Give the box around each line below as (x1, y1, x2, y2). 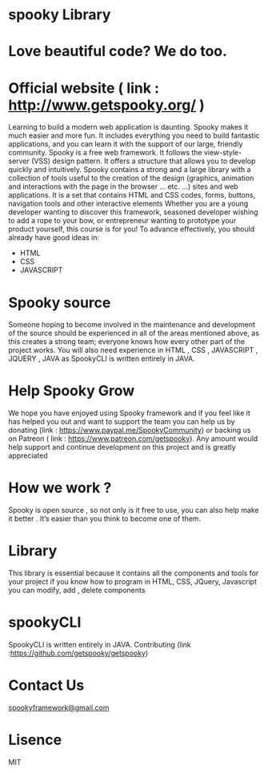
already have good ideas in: (8, 233, 100, 242)
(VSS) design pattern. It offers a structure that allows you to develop (31, 156, 256, 166)
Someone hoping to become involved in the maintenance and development (8, 320, 256, 330)
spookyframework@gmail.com (8, 703, 110, 712)
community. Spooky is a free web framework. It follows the (8, 148, 202, 158)
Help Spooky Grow (8, 382, 135, 400)
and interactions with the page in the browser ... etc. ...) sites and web (8, 182, 238, 191)
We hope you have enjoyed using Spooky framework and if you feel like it (8, 408, 250, 418)
